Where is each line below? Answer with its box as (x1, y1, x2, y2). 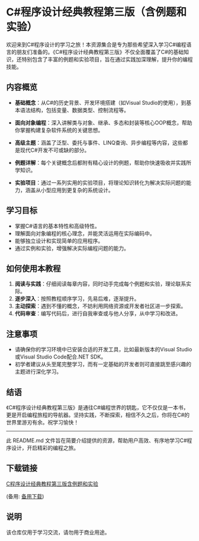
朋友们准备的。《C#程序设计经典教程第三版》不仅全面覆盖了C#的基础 (16, 48, 184, 55)
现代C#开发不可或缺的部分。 (20, 146, 90, 153)
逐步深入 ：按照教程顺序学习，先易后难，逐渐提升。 (14, 295, 140, 302)
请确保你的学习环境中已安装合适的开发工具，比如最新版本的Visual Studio (14, 346, 192, 353)
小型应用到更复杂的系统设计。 (40, 186, 114, 193)
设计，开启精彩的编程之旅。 (11, 444, 79, 451)
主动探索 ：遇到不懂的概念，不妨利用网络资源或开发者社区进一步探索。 (14, 303, 187, 310)
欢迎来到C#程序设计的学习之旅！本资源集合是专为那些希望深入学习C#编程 (6, 41, 187, 48)
